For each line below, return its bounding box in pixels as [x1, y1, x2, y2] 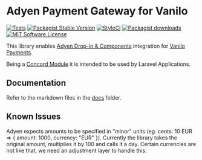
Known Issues [6, 112, 61, 122]
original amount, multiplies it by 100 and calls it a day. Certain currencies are [6, 140, 197, 147]
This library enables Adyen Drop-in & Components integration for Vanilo [6, 42, 186, 50]
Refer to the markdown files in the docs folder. [6, 94, 122, 101]
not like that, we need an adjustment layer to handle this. [6, 147, 147, 154]
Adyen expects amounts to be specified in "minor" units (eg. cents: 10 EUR [6, 127, 192, 135]
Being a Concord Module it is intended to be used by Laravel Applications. [6, 60, 191, 68]
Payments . [6, 48, 33, 56]
